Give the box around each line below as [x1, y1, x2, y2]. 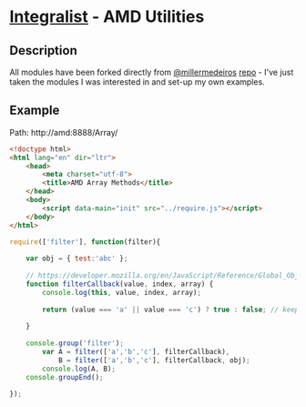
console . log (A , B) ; [42, 364, 117, 373]
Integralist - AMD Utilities [9, 6, 205, 27]
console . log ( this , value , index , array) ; [42, 288, 202, 297]
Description [9, 43, 77, 58]
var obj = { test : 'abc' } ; [25, 254, 128, 263]
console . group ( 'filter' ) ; [25, 339, 125, 348]
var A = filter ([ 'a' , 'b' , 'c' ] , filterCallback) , [42, 347, 230, 356]
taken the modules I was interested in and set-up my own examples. [9, 76, 266, 87]
